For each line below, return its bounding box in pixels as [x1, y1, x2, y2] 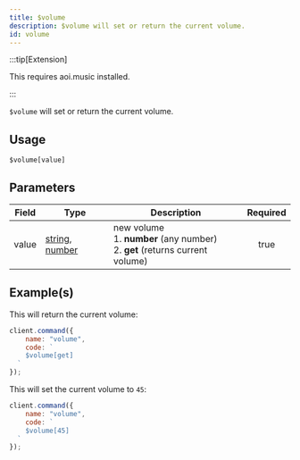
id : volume [9, 29, 50, 38]
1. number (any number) [112, 233, 218, 245]
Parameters [9, 180, 76, 195]
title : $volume [9, 13, 66, 22]
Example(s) [9, 285, 74, 300]
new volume [112, 222, 165, 233]
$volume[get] [25, 351, 74, 360]
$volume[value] [9, 155, 66, 165]
